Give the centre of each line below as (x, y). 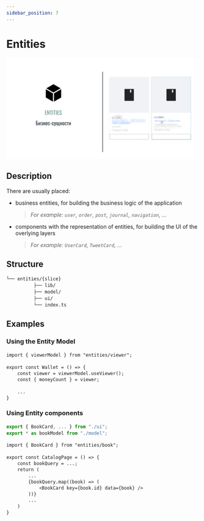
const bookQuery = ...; (48, 463)
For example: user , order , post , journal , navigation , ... (98, 215)
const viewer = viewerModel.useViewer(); (71, 373)
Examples (25, 324)
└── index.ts (50, 305)
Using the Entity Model (41, 341)
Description (29, 176)
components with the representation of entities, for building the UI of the (106, 226)
